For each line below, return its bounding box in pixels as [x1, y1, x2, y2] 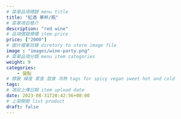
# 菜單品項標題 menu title [6, 8, 69, 15]
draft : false [6, 103, 39, 110]
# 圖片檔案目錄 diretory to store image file [6, 43, 117, 49]
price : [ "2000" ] [6, 37, 47, 43]
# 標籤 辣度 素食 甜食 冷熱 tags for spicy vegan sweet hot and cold [6, 76, 176, 82]
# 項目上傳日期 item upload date [6, 87, 85, 93]
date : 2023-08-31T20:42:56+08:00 [6, 93, 90, 99]
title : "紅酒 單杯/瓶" [6, 14, 59, 20]
